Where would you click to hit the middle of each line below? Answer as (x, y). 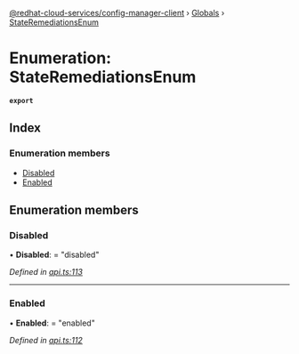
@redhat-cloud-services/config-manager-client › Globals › (117, 13)
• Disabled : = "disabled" (54, 255)
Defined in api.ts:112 (46, 340)
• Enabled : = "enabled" (52, 323)
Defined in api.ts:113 (46, 272)
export (21, 101)
